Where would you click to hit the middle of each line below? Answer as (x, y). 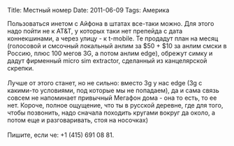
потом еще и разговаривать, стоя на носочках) (78, 120)
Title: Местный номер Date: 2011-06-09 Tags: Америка (88, 10)
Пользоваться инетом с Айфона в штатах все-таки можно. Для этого (111, 23)
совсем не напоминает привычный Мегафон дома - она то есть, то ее (112, 98)
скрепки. (21, 68)
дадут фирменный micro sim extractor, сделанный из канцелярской (107, 61)
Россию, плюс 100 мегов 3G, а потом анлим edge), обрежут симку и (110, 53)
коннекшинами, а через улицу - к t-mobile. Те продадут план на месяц (113, 38)
